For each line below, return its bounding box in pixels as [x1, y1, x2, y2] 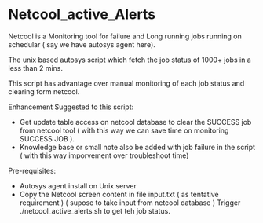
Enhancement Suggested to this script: [8, 102, 134, 111]
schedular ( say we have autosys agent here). [8, 39, 155, 49]
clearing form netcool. [8, 86, 80, 96]
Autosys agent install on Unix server [19, 181, 137, 190]
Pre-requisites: [8, 166, 57, 175]
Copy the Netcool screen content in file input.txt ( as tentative [19, 189, 219, 199]
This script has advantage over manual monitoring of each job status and [8, 79, 245, 88]
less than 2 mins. [8, 63, 64, 72]
